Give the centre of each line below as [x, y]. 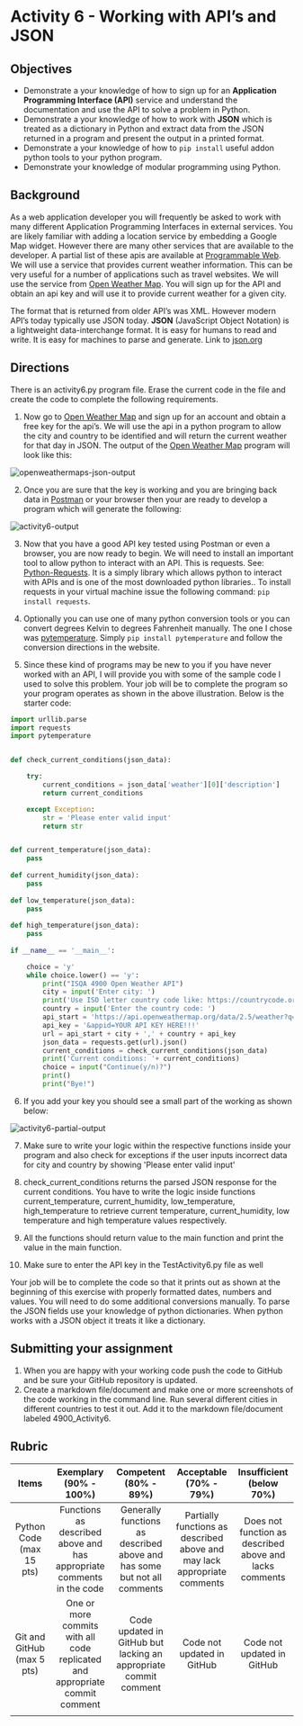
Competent [141, 1471]
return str [63, 826]
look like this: [48, 454]
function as [263, 1532]
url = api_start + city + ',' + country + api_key [139, 1034]
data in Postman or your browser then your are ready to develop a [145, 499]
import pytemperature [51, 736]
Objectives [41, 69]
